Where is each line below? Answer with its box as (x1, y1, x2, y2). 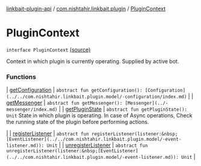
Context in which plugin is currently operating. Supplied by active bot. (6, 57, 179, 65)
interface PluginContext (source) (6, 46, 91, 53)
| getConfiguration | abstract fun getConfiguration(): (6, 87, 143, 94)
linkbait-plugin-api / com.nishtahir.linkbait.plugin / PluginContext (6, 5, 166, 12)
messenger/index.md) (6, 106, 58, 113)
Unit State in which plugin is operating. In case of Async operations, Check (6, 112, 193, 119)
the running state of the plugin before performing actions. (6, 118, 149, 126)
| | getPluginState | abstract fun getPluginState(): (58, 105, 188, 113)
